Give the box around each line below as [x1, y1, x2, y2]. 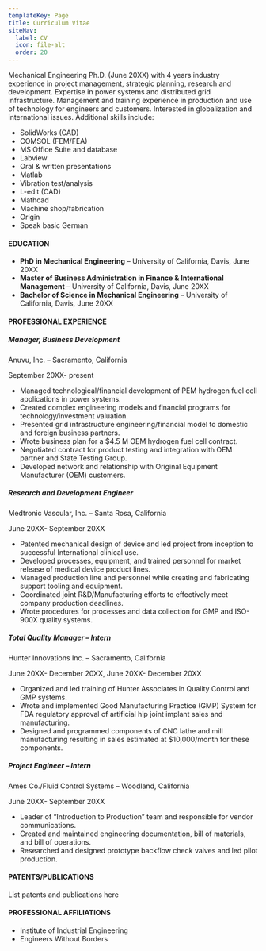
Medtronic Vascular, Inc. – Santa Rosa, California [8, 508, 167, 518]
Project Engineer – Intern [8, 761, 91, 771]
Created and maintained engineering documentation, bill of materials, [19, 829, 246, 838]
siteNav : [8, 26, 37, 34]
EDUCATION [8, 239, 50, 248]
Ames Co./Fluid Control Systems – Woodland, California [8, 781, 190, 791]
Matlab [19, 170, 43, 179]
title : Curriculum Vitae [8, 19, 90, 27]
